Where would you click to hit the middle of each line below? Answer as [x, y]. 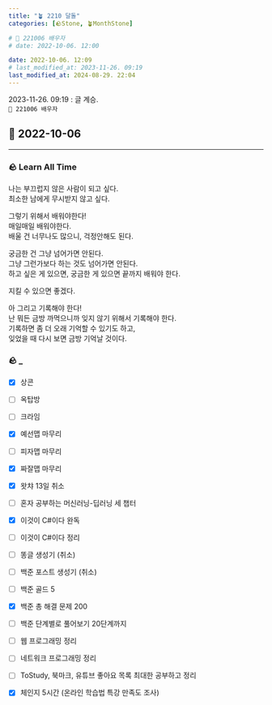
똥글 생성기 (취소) [48, 554]
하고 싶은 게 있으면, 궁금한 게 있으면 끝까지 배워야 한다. [94, 273]
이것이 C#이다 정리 [50, 537]
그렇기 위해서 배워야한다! [47, 216]
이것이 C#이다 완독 [50, 520]
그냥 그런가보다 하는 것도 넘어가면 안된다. [73, 263]
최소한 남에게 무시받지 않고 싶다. [59, 199]
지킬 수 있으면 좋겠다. [42, 291]
